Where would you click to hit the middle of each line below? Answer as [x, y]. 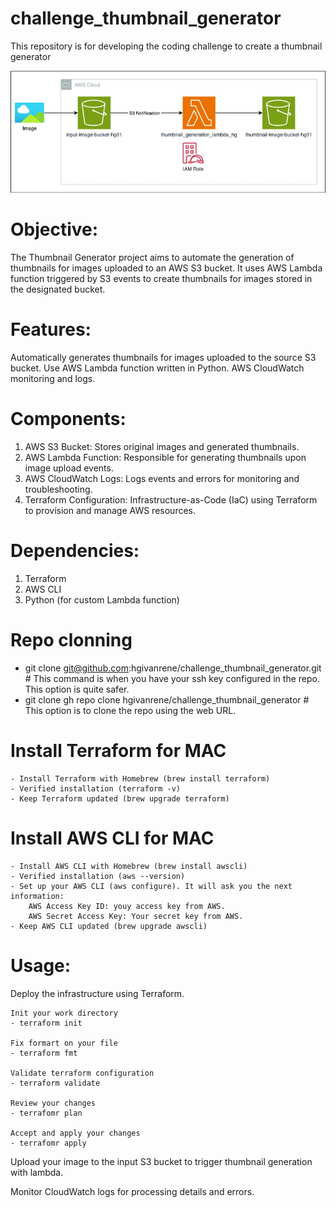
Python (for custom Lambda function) [102, 599]
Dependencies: [75, 551]
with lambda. [37, 1172]
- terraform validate [55, 1083]
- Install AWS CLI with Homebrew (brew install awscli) [129, 866]
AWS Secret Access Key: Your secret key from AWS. [136, 916]
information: [37, 896]
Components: [68, 419]
